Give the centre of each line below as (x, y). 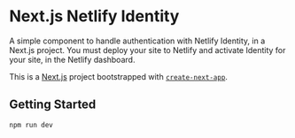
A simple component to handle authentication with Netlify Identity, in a (137, 41)
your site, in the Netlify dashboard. (72, 59)
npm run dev (31, 125)
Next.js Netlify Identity (94, 16)
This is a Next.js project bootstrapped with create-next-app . (119, 76)
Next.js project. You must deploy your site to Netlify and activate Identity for (147, 50)
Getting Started (53, 105)
